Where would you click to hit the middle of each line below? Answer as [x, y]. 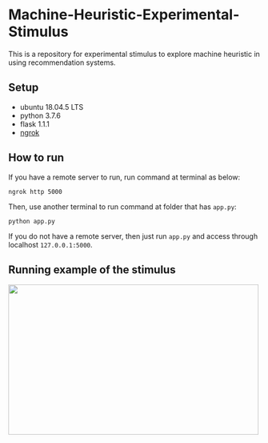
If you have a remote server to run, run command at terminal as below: [124, 177]
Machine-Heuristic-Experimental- [124, 15]
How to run [36, 158]
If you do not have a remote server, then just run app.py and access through [133, 236]
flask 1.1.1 [34, 124]
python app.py [32, 221]
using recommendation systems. [62, 62]
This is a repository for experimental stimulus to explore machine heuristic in [134, 54]
